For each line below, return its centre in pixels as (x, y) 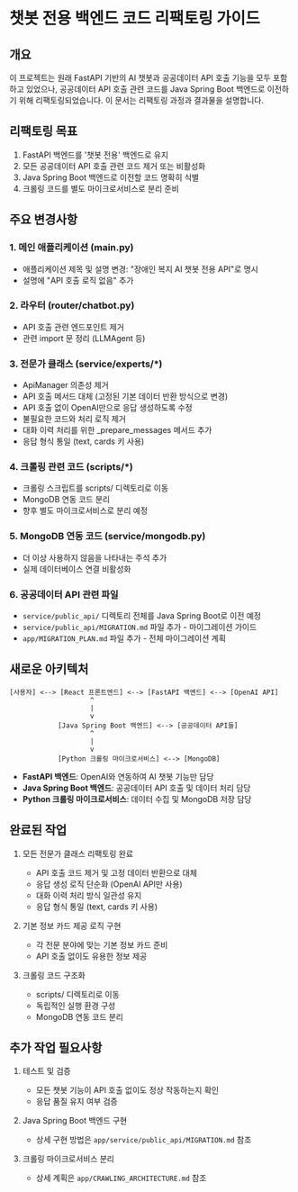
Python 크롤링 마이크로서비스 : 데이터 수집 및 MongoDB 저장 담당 (137, 799)
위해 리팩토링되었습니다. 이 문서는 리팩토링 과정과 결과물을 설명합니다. (141, 100)
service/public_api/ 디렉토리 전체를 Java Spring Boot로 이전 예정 (141, 615)
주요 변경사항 (44, 220)
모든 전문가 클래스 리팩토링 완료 (77, 853)
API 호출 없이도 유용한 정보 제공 (91, 956)
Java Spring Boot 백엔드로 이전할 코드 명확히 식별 (111, 177)
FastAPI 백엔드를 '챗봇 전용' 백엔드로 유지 (95, 155)
